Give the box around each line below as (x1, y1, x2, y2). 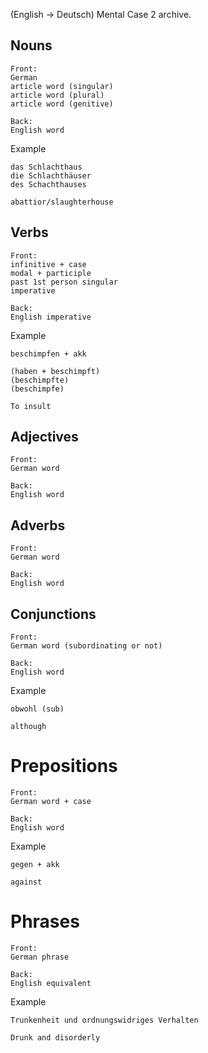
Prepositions (10, 755, 118, 778)
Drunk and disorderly (10, 1032, 101, 1043)
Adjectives (10, 429, 79, 446)
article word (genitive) (10, 99, 114, 109)
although (10, 722, 47, 732)
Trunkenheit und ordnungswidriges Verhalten (10, 1015, 199, 1025)
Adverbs (10, 517, 66, 534)
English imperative (10, 312, 92, 322)
